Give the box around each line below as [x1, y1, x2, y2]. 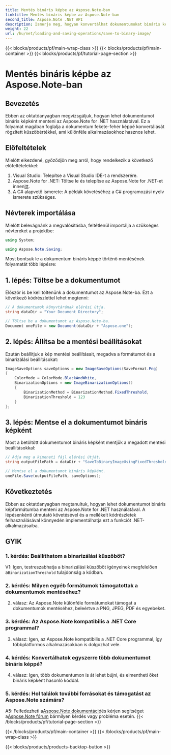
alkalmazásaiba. [5, 522, 39, 529]
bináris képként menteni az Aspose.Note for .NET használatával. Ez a [5, 118, 150, 124]
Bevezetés [5, 99, 40, 108]
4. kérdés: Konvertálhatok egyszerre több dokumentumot [5, 654, 151, 661]
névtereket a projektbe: [5, 227, 54, 234]
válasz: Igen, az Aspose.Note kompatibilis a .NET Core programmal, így [12, 636, 162, 642]
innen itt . [12, 183, 30, 189]
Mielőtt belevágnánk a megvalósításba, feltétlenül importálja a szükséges [5, 222, 159, 228]
